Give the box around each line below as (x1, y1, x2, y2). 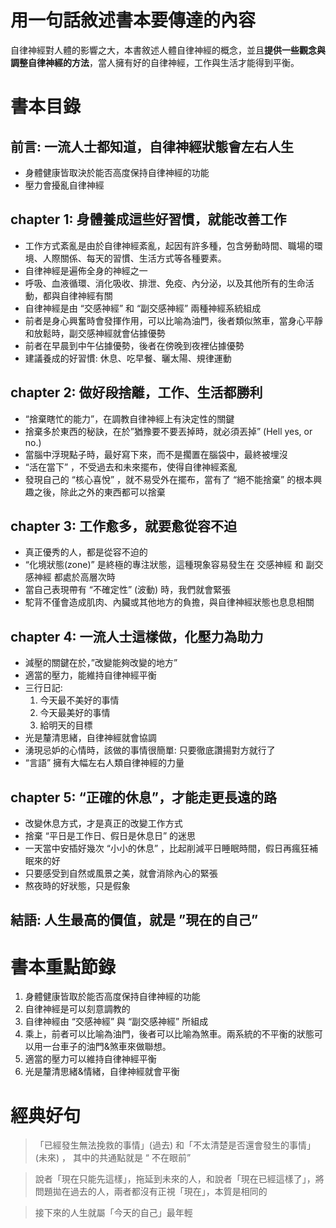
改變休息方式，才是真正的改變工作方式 (24, 817, 183, 829)
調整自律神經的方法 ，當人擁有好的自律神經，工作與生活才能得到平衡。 (10, 56, 300, 68)
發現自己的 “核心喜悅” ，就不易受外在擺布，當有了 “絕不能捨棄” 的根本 (24, 473, 314, 485)
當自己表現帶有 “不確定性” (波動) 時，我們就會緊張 (24, 584, 232, 596)
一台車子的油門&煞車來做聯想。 (42, 1041, 172, 1053)
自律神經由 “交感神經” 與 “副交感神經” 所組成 (24, 1016, 209, 1028)
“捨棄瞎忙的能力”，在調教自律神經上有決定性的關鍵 (24, 412, 235, 425)
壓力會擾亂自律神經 (24, 179, 105, 191)
